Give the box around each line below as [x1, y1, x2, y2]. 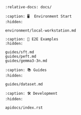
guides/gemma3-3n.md [5, 58, 48, 63]
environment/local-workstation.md [5, 28, 77, 33]
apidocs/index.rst [5, 105, 43, 110]
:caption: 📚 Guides [5, 68, 47, 73]
